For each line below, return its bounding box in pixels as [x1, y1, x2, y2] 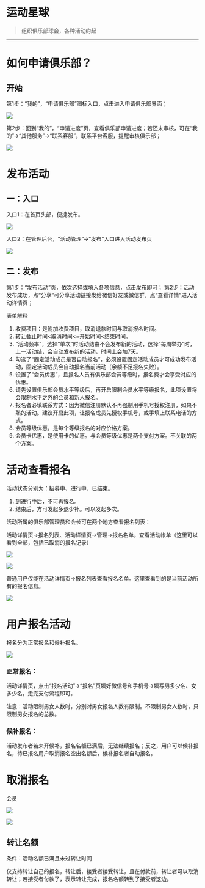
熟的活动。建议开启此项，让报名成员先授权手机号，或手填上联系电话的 [15, 409, 192, 416]
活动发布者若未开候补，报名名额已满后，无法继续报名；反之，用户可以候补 [6, 742, 193, 749]
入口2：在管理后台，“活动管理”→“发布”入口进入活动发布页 [6, 235, 153, 242]
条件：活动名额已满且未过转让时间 [6, 854, 92, 862]
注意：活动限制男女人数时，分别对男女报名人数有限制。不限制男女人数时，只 [6, 702, 199, 710]
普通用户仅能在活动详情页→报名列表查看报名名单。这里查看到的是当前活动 [6, 574, 193, 582]
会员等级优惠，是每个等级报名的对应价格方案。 [15, 424, 133, 431]
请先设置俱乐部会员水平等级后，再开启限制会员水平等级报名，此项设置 [15, 386, 192, 393]
